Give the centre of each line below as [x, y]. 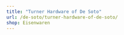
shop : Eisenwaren [28, 23]
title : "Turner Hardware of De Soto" [54, 12]
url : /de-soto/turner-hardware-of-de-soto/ [62, 17]
